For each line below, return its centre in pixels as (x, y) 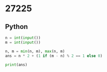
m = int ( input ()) (23, 42)
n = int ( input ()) (23, 38)
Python (17, 27)
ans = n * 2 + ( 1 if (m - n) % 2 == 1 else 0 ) (54, 56)
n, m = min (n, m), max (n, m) (35, 51)
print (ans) (16, 65)
